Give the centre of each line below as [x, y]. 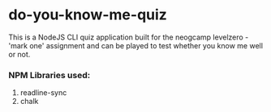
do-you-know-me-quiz [88, 15]
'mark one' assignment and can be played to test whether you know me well [136, 45]
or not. [19, 54]
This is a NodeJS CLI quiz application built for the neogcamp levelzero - [129, 37]
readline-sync [43, 93]
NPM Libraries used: [49, 75]
